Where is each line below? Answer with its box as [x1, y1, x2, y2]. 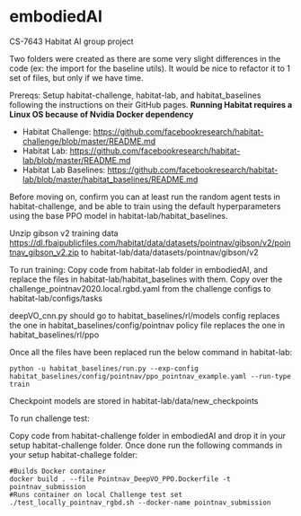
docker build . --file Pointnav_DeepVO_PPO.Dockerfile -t [9, 474, 231, 484]
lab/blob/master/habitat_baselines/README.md [22, 173, 199, 185]
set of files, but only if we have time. [9, 72, 144, 83]
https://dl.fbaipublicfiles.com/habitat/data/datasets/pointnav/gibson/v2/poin [9, 237, 291, 248]
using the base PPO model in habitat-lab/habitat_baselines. [9, 210, 228, 221]
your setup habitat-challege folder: [9, 449, 138, 459]
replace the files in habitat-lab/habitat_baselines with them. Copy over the [9, 274, 283, 284]
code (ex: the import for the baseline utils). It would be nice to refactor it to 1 [9, 63, 290, 74]
